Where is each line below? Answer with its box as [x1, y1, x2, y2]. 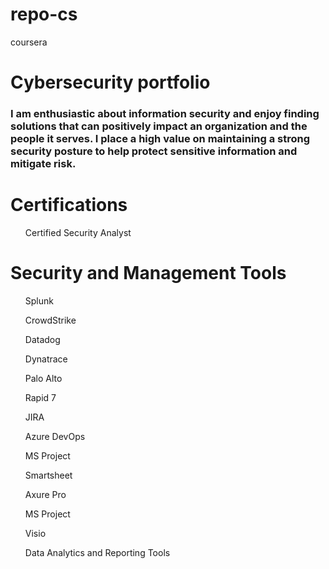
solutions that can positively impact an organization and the [10, 119, 308, 133]
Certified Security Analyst [24, 226, 132, 238]
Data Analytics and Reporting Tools [24, 546, 171, 558]
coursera [10, 36, 48, 48]
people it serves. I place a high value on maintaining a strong [10, 132, 311, 146]
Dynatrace [24, 353, 68, 365]
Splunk [24, 294, 54, 307]
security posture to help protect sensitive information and [10, 144, 298, 158]
